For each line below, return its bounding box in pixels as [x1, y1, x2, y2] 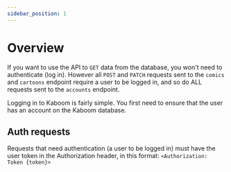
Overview [7, 40, 65, 55]
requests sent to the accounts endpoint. [7, 85, 120, 94]
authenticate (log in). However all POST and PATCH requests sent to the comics [7, 70, 225, 78]
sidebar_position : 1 [7, 10, 67, 17]
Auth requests [7, 126, 71, 137]
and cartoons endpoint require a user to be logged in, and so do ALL [7, 78, 203, 86]
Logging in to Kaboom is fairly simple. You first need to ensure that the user [7, 98, 223, 107]
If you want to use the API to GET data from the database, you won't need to [7, 63, 223, 71]
